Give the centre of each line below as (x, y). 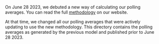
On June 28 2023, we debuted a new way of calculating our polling (73, 7)
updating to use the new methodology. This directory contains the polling (79, 27)
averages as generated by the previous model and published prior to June (80, 32)
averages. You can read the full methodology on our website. (67, 12)
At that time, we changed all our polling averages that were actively (73, 22)
